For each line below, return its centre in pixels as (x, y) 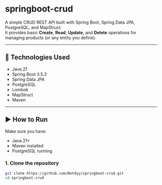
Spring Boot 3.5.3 (29, 74)
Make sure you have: (26, 131)
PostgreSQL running (32, 151)
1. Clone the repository (32, 163)
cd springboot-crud (25, 178)
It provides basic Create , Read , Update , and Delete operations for (71, 32)
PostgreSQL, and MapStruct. (33, 27)
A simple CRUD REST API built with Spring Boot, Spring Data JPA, (70, 22)
